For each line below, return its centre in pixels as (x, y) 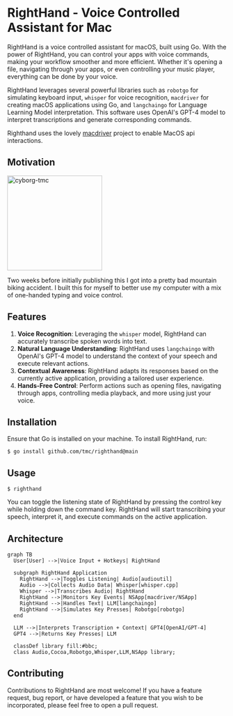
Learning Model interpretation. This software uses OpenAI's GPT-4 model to (116, 112)
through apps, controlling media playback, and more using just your (114, 393)
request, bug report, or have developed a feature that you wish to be (105, 697)
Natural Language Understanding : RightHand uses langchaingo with (116, 348)
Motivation (31, 163)
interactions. (25, 140)
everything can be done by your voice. (63, 76)
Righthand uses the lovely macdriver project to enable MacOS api (101, 133)
